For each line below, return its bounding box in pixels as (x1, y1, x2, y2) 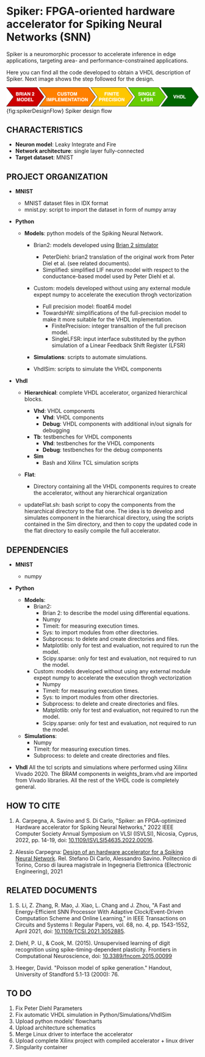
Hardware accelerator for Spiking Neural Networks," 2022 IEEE (15, 823, 174, 831)
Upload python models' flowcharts (15, 1017, 103, 1025)
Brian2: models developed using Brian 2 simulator (33, 242, 159, 249)
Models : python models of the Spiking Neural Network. (24, 230, 164, 237)
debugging (42, 427, 70, 434)
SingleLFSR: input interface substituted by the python (51, 335, 186, 343)
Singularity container (15, 1043, 68, 1050)
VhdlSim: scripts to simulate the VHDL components (33, 365, 162, 373)
